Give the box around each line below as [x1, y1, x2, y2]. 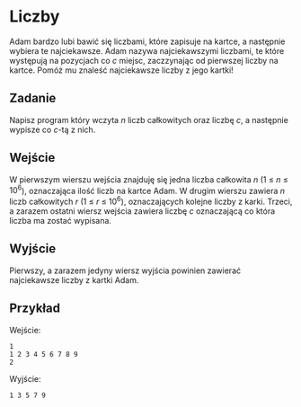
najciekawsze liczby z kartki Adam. [9, 274, 139, 285]
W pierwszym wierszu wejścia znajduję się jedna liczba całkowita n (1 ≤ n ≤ [9, 173, 289, 185]
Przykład [9, 301, 61, 316]
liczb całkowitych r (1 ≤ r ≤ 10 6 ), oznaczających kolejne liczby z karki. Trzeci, [9, 195, 293, 207]
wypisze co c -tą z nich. [9, 124, 96, 135]
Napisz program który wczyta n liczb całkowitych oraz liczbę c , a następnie [9, 114, 289, 125]
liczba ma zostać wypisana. [9, 215, 112, 226]
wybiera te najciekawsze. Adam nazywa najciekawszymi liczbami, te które [9, 45, 285, 56]
